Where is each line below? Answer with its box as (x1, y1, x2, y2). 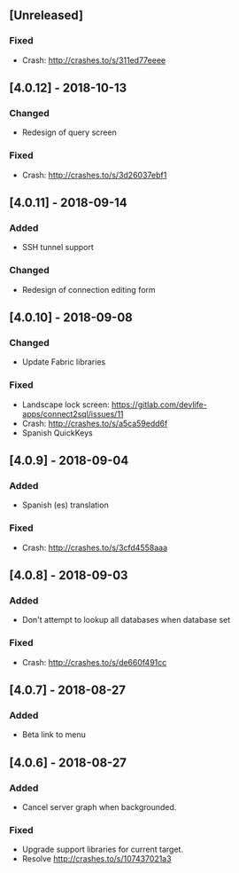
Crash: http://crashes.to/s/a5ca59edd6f (21, 418, 168, 429)
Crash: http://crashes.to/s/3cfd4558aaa (21, 542, 168, 553)
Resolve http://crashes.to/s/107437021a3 (21, 853, 172, 864)
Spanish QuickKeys (21, 427, 93, 438)
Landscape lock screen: (21, 399, 110, 410)
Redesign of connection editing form (21, 284, 157, 295)
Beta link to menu (21, 729, 86, 740)
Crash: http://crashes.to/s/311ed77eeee (21, 54, 166, 66)
